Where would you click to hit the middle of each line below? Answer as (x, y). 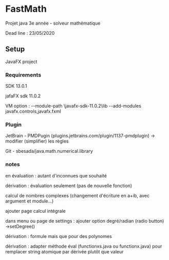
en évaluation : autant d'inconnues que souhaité (56, 175)
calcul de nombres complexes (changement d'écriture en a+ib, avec (78, 195)
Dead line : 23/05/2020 (30, 33)
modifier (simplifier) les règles (37, 141)
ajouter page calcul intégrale (35, 211)
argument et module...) (30, 201)
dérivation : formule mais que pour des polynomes (59, 236)
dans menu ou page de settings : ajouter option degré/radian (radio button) (85, 221)
